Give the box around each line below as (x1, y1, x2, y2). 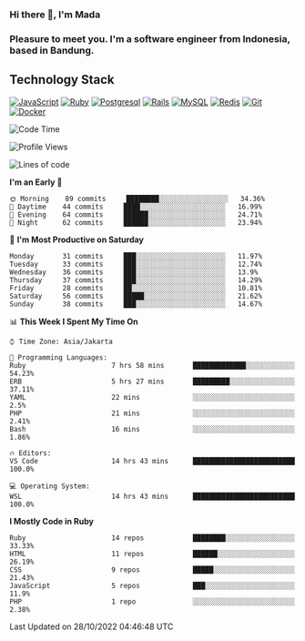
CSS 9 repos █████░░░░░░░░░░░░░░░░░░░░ (9, 565, 296, 575)
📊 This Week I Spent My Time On (9, 316, 138, 327)
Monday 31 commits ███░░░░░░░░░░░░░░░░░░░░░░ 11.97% (9, 251, 262, 260)
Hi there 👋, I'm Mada (9, 8, 101, 21)
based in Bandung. (9, 44, 95, 56)
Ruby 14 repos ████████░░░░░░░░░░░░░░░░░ (9, 533, 296, 543)
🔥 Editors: (9, 448, 52, 458)
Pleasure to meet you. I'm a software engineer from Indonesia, (9, 32, 290, 45)
